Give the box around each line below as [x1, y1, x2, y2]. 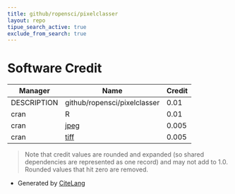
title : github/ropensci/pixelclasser [7, 10, 119, 18]
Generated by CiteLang [17, 179, 86, 188]
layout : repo [7, 17, 46, 24]
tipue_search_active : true [7, 23, 87, 30]
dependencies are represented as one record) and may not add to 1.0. [24, 158, 228, 166]
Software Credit [7, 61, 102, 76]
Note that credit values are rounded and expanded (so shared [24, 150, 205, 159]
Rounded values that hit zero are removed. [24, 165, 149, 174]
